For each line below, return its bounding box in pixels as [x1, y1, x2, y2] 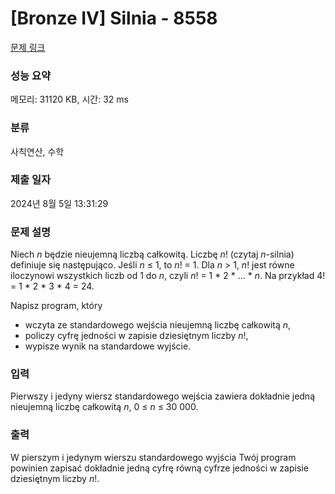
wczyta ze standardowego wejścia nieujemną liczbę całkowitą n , [24, 319, 292, 331]
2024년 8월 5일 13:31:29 [10, 197, 109, 209]
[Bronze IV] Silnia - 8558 [10, 7, 218, 30]
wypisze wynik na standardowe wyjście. [24, 340, 192, 352]
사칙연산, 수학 [10, 145, 65, 157]
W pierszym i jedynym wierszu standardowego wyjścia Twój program [10, 451, 297, 463]
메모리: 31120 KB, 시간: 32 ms [10, 93, 129, 106]
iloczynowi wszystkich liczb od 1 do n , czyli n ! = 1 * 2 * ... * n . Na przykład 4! [10, 270, 326, 282]
